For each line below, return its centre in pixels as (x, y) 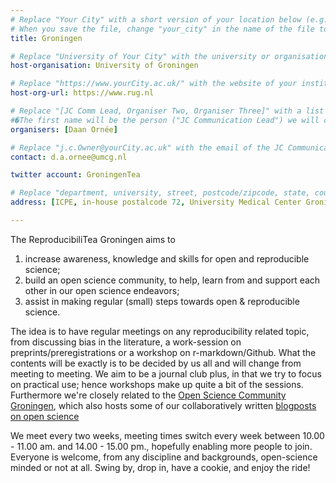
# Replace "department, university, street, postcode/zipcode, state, (160, 193)
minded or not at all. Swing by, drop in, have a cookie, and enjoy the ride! (160, 467)
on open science (45, 416)
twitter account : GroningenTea (75, 175)
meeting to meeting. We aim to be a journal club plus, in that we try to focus (166, 373)
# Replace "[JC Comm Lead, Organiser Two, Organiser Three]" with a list (167, 111)
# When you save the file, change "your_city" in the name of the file (162, 29)
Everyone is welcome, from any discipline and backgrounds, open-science (164, 457)
